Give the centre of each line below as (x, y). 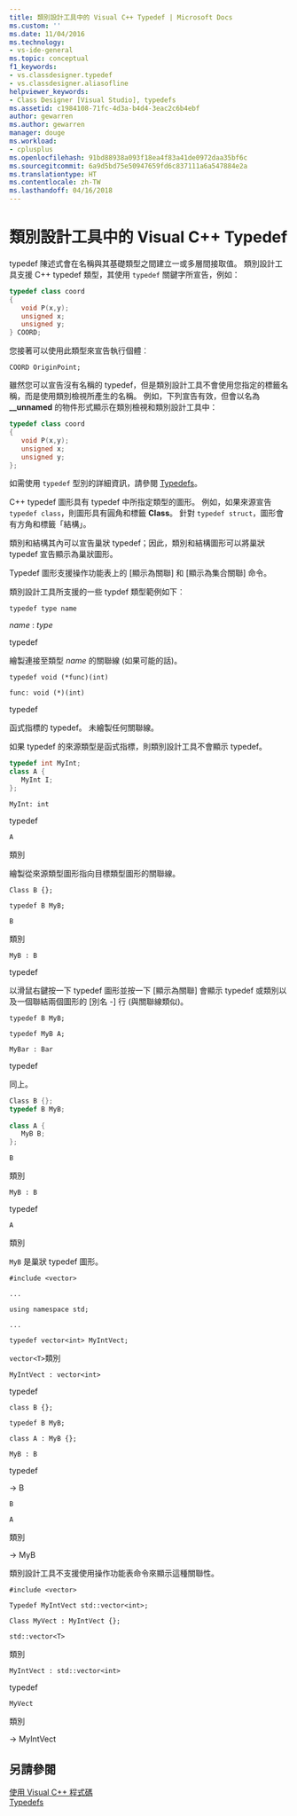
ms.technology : (37, 42)
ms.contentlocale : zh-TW (55, 183)
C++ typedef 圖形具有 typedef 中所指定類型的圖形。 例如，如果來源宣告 (141, 502)
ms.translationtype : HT (53, 174)
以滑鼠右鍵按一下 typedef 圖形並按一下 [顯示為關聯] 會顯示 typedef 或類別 (144, 990)
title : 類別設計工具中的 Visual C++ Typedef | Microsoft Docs (121, 17)
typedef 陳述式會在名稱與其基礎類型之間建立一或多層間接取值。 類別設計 (142, 263)
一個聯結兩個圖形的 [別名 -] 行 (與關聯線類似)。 (102, 1001)
